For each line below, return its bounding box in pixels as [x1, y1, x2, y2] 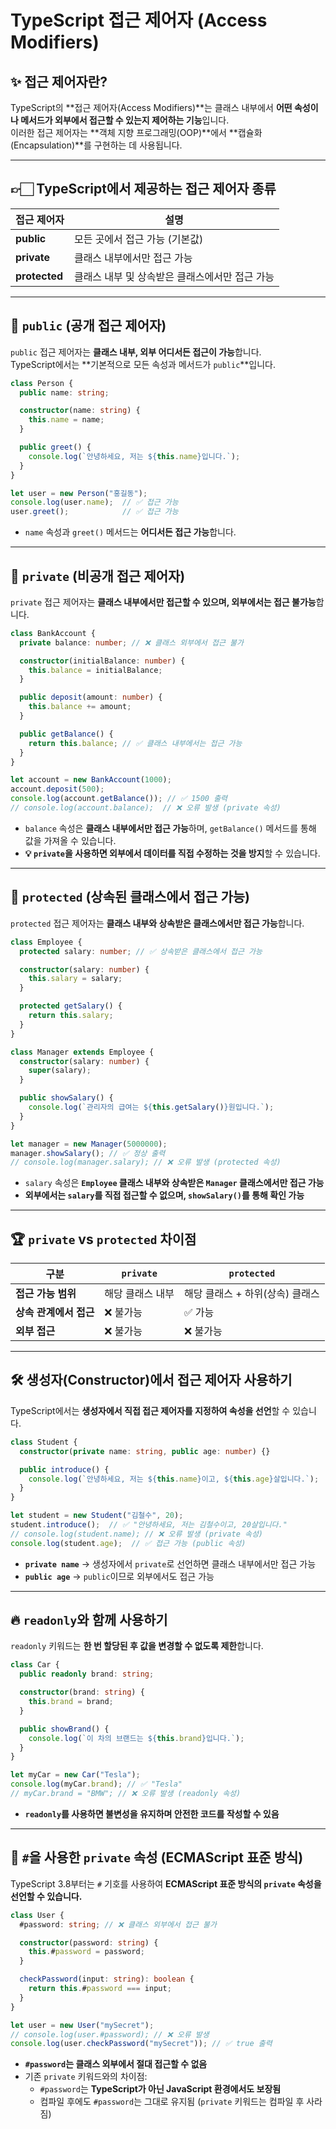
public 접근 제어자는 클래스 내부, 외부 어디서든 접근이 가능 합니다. [10, 346, 262, 358]
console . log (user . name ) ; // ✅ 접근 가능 [10, 497, 179, 508]
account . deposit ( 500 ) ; [10, 784, 105, 795]
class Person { [10, 378, 74, 388]
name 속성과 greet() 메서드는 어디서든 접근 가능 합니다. [24, 526, 237, 538]
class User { [10, 1910, 65, 1920]
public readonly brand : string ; [19, 1669, 155, 1680]
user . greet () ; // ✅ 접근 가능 [10, 507, 179, 517]
